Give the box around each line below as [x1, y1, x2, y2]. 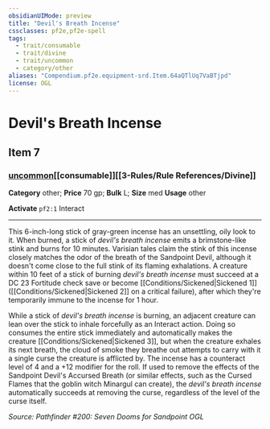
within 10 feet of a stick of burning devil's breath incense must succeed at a [8, 270, 260, 279]
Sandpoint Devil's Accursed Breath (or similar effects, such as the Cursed [8, 371, 252, 381]
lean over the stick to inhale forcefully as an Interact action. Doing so [8, 320, 235, 329]
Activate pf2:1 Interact [8, 204, 85, 213]
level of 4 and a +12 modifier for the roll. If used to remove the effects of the [8, 362, 260, 372]
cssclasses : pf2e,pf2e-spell [8, 27, 106, 35]
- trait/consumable [15, 42, 81, 50]
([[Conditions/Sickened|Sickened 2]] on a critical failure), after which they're [8, 287, 261, 296]
